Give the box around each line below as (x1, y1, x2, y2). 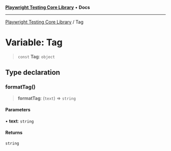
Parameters (5, 107, 31, 113)
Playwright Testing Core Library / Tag (5, 19, 84, 25)
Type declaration (5, 68, 60, 77)
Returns (5, 130, 23, 136)
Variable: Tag (5, 37, 63, 48)
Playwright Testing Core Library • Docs (5, 5, 90, 10)
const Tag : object (17, 53, 55, 59)
